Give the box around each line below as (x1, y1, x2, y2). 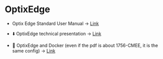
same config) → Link (12, 47, 55, 54)
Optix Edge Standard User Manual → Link (12, 20, 100, 26)
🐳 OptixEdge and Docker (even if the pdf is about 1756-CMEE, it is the (12, 42, 158, 48)
